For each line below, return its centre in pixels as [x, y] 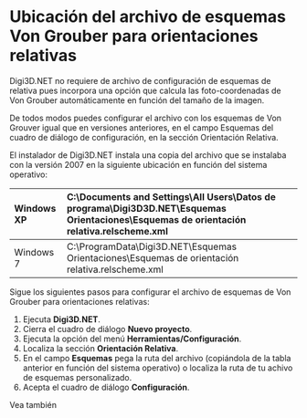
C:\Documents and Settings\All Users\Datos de [171, 196]
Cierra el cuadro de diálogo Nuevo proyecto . [107, 329]
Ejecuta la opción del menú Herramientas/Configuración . [132, 339]
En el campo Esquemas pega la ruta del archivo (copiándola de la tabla [157, 358]
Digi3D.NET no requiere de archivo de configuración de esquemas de [140, 80]
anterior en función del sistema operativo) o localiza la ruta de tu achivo [158, 368]
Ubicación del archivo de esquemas [148, 17]
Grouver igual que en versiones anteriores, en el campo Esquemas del [142, 127]
